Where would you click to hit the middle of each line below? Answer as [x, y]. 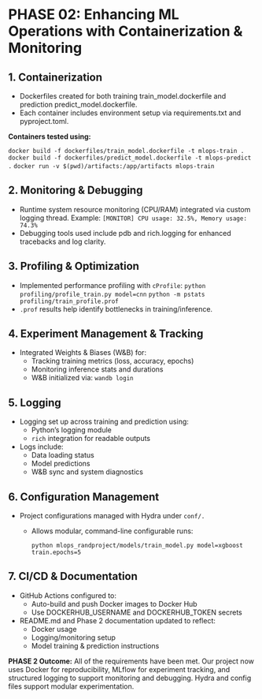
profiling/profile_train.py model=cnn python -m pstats [112, 294]
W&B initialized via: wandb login [82, 378]
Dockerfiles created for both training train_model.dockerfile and [123, 96]
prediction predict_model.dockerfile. [78, 105]
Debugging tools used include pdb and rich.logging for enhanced [125, 233]
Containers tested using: [50, 136]
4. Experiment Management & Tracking [106, 334]
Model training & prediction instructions [95, 645]
